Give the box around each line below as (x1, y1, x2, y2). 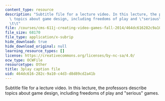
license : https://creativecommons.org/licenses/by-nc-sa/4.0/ (5, 53, 135, 58)
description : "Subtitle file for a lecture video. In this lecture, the (5, 12, 157, 17)
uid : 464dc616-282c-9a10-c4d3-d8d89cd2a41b (5, 71, 96, 76)
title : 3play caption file (5, 67, 60, 72)
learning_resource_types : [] (5, 48, 65, 53)
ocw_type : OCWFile (5, 58, 43, 63)
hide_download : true (5, 39, 48, 44)
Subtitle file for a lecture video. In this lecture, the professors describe (5, 85, 147, 91)
